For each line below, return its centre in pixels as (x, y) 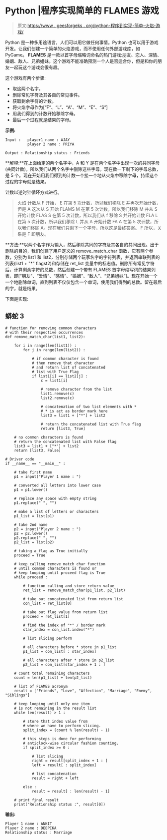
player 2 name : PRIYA (51, 144)
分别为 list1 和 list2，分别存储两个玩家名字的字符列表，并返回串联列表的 (87, 257)
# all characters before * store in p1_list (70, 647)
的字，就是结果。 (23, 288)
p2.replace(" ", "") (35, 538)
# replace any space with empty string (55, 498)
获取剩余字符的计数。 (34, 101)
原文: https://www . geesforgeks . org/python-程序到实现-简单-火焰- (86, 25)
